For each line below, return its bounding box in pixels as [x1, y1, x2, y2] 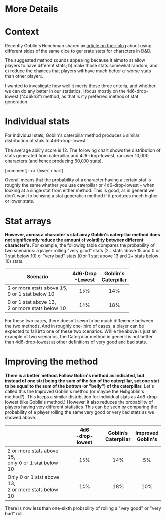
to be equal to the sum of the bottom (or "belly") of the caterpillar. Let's [5, 383, 154, 389]
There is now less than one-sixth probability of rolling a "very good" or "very [5, 505, 162, 511]
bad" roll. [5, 510, 24, 516]
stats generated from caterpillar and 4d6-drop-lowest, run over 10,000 [5, 153, 149, 159]
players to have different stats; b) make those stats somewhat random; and [5, 63, 158, 69]
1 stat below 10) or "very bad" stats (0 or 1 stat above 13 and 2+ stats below [5, 253, 159, 259]
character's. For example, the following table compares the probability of [5, 242, 155, 248]
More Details [5, 3, 58, 15]
